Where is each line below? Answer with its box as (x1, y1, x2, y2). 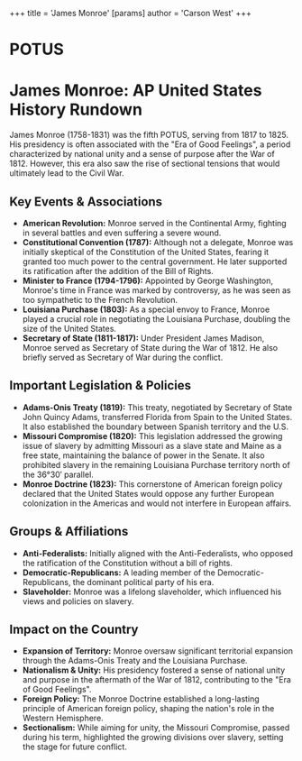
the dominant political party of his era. (72, 576, 215, 587)
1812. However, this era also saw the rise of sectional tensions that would (9, 158, 280, 170)
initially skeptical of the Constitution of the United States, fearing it (22, 246, 269, 257)
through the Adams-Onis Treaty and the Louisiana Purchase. (22, 656, 248, 666)
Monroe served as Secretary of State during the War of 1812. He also (22, 342, 279, 353)
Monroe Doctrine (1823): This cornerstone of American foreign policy (22, 478, 283, 490)
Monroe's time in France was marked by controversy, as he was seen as (22, 284, 291, 296)
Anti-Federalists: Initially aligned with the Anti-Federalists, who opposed (22, 547, 294, 558)
